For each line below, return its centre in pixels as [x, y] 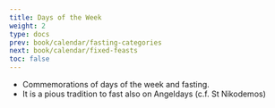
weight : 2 [28, 26]
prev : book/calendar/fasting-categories [86, 42]
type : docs [30, 34]
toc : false [30, 59]
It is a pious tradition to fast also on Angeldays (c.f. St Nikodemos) [144, 94]
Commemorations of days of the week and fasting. [116, 84]
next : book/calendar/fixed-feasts [74, 51]
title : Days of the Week [56, 17]
